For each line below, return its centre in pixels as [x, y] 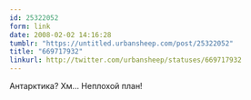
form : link [30, 26]
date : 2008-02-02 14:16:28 [60, 35]
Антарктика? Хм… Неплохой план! [76, 86]
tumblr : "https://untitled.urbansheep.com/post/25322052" [121, 43]
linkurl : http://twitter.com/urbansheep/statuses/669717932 [126, 60]
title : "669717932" [46, 52]
